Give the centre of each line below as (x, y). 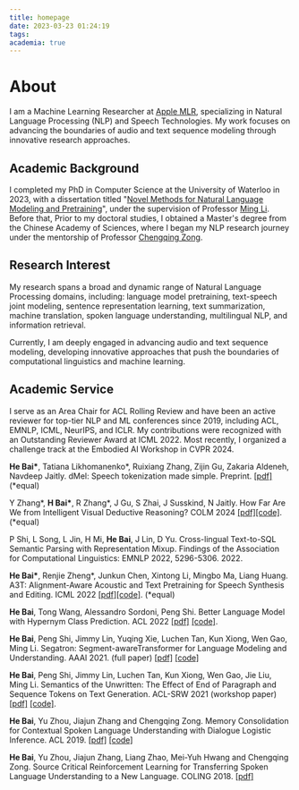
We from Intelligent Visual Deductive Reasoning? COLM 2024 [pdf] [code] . (146, 512)
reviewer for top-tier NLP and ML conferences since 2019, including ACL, (144, 420)
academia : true (38, 42)
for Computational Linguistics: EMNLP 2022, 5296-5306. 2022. (126, 558)
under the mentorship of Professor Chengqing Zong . (106, 237)
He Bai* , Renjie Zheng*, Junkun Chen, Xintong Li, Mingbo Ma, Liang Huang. (149, 575)
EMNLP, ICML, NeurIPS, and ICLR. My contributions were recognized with (145, 429)
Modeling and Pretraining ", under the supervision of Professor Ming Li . (140, 208)
